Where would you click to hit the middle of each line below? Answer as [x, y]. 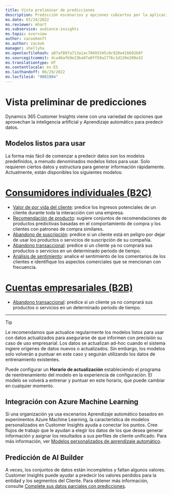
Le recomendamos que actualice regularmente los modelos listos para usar [85, 332]
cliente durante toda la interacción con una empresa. [68, 212]
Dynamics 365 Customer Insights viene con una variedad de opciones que [84, 116]
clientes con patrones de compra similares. [58, 229]
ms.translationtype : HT [31, 63]
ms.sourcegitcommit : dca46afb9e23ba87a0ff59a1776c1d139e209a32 [74, 58]
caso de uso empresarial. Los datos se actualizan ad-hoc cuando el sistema [85, 343]
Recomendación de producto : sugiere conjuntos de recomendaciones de [90, 218]
